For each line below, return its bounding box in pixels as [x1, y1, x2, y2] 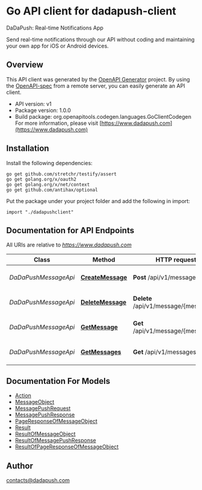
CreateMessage [80, 273, 127, 281]
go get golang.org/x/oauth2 [6, 176, 77, 182]
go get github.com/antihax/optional [6, 187, 98, 193]
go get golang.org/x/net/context [6, 181, 90, 187]
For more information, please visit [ [14, 119, 102, 127]
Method [92, 256, 115, 264]
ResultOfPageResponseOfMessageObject [14, 443, 119, 450]
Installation [6, 143, 49, 154]
